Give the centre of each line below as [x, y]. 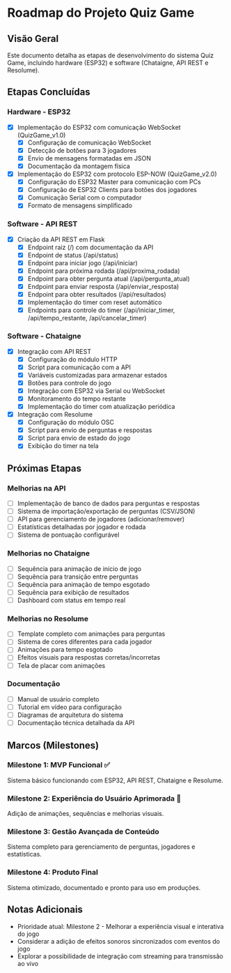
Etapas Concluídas [49, 92]
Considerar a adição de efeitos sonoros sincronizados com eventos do [119, 941]
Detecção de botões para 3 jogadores [82, 150]
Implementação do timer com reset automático [95, 302]
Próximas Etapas [45, 468]
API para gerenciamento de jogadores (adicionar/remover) [101, 519]
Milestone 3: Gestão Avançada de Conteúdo [83, 832]
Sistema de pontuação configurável [68, 535]
